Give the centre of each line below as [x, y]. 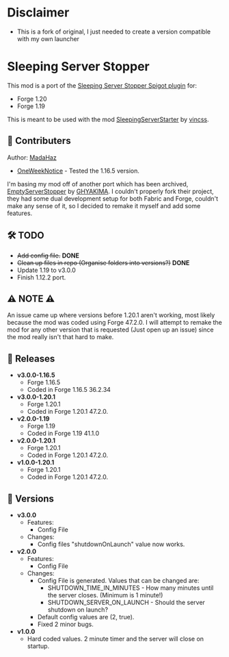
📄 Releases [31, 359]
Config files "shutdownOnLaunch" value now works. [111, 544]
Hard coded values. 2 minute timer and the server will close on [115, 639]
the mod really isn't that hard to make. [60, 337]
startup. [38, 646]
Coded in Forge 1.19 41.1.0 [63, 434]
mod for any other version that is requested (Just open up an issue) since [110, 330]
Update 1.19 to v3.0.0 [46, 270]
